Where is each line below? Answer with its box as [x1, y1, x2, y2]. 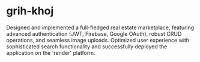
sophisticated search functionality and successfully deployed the [6, 43, 168, 50]
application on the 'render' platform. [6, 49, 95, 56]
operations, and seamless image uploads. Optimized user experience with [6, 36, 190, 44]
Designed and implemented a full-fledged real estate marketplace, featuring [6, 24, 195, 31]
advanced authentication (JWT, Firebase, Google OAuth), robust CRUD [6, 30, 182, 37]
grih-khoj [6, 4, 54, 18]
